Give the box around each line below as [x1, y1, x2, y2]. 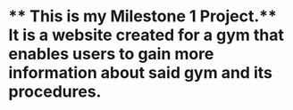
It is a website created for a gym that [8, 25, 285, 45]
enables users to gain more [8, 44, 214, 64]
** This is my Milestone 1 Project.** [8, 6, 278, 27]
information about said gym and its [8, 63, 273, 83]
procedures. [8, 82, 102, 102]
